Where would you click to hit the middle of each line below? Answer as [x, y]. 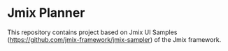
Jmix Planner [46, 13]
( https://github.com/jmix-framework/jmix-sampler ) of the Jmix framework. [114, 39]
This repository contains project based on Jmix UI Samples [92, 32]
